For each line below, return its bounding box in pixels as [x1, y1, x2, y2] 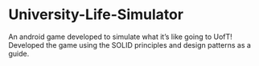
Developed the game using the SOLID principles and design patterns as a [8, 40, 252, 49]
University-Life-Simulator [8, 6, 183, 24]
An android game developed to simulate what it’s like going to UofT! [8, 32, 233, 41]
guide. [8, 49, 30, 58]
